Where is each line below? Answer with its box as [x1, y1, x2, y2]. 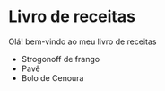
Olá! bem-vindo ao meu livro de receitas [8, 36, 157, 47]
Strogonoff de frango [21, 53, 100, 64]
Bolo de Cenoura [21, 72, 84, 83]
